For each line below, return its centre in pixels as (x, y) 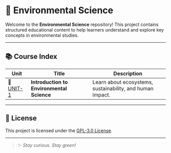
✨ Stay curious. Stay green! (47, 145)
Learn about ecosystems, (123, 82)
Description (128, 73)
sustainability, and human (123, 88)
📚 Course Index (31, 57)
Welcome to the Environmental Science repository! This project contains (82, 24)
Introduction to (49, 82)
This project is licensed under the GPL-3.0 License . (59, 130)
